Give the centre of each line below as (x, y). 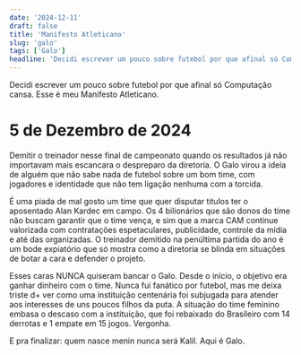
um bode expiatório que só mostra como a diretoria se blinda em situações (147, 248)
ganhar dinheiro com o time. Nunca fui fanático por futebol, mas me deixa (146, 285)
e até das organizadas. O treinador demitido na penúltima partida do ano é (146, 239)
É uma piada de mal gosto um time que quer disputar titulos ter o (129, 201)
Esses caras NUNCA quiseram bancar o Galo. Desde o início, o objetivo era (148, 275)
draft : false (34, 26)
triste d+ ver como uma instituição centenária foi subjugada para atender (144, 294)
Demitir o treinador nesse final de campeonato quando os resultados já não (148, 155)
